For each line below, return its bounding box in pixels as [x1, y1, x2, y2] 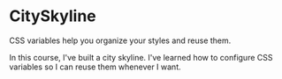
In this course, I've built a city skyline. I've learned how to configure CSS [9, 52, 273, 62]
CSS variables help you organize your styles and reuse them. [9, 35, 232, 46]
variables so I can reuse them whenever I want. [9, 61, 181, 72]
